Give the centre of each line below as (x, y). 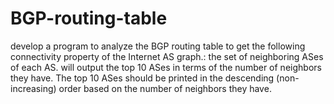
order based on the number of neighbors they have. (165, 88)
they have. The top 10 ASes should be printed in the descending (142, 78)
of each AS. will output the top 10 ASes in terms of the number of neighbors (166, 67)
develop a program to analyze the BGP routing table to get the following (158, 46)
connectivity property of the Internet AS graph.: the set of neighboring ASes (167, 56)
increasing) (33, 88)
